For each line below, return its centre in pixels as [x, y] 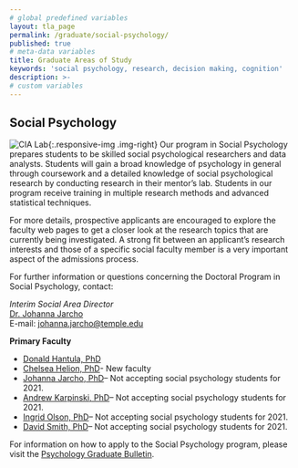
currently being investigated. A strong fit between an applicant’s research [147, 240]
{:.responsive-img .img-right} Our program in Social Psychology [168, 145]
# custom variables [46, 86]
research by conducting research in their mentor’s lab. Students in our [141, 183]
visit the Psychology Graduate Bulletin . [82, 454]
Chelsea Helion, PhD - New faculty [87, 369]
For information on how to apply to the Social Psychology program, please [149, 444]
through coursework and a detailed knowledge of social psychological [141, 173]
